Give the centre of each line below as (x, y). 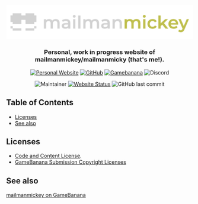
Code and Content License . (48, 156)
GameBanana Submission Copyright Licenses (70, 162)
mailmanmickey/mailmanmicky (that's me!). (100, 60)
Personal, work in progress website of (100, 52)
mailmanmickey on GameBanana (46, 195)
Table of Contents (40, 103)
